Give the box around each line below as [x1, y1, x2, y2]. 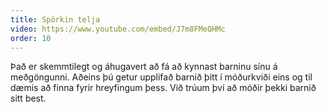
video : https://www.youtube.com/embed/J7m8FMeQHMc [10, 24, 226, 34]
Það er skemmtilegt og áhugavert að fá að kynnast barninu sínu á [10, 61, 278, 73]
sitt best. [10, 92, 47, 105]
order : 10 [10, 33, 52, 43]
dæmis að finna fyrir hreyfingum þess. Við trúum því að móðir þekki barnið [10, 82, 317, 94]
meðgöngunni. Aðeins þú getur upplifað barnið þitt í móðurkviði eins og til [10, 71, 313, 83]
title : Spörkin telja [10, 14, 101, 25]
